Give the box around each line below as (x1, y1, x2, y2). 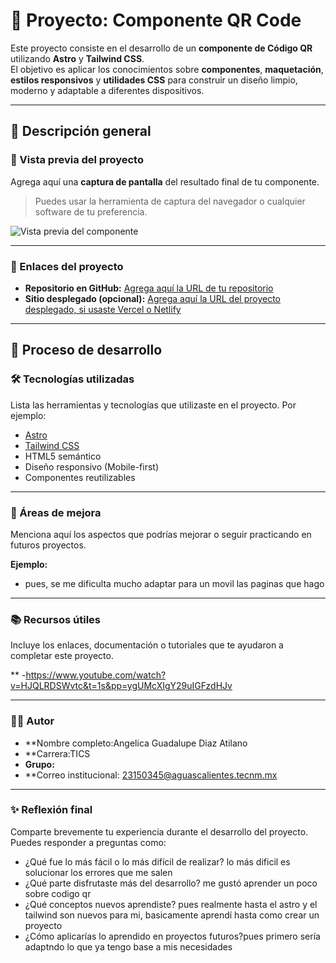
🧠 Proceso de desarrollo (10, 342, 163, 359)
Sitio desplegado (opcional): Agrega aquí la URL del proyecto (24, 292, 281, 304)
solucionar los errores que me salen (24, 866, 173, 878)
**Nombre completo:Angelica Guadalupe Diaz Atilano (24, 737, 248, 749)
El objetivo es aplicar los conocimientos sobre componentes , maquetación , (10, 63, 324, 75)
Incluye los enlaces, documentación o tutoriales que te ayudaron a (10, 639, 284, 651)
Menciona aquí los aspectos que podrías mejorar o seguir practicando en (10, 528, 312, 540)
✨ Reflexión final (10, 803, 93, 817)
